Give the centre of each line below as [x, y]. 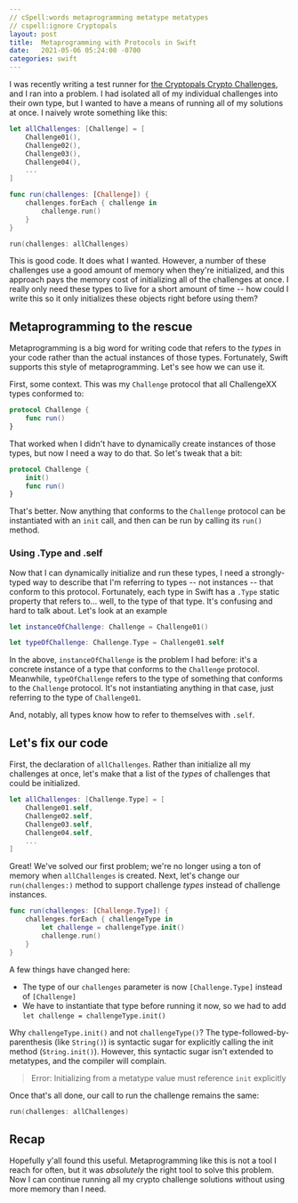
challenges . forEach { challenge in [91, 203]
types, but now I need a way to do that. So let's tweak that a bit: [126, 453]
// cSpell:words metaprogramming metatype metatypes [109, 17]
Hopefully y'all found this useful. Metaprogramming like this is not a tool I [143, 1161]
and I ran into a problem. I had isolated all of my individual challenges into [144, 93]
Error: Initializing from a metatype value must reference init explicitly [158, 1077]
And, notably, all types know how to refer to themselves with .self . [132, 715]
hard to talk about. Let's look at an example [88, 610]
